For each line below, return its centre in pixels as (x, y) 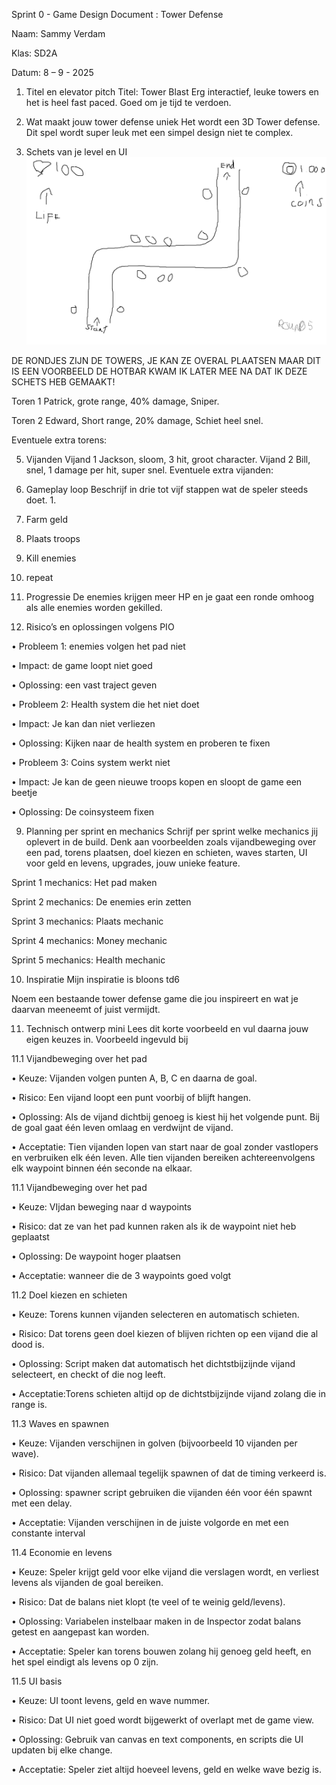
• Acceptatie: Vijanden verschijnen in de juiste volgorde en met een (150, 1523)
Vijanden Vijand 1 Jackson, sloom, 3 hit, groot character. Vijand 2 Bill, (168, 460)
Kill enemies (51, 558)
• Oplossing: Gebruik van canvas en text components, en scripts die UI (157, 1740)
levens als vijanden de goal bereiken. (87, 1583)
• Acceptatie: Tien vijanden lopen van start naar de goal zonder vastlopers (165, 1147)
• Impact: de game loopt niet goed (82, 666)
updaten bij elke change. (62, 1750)
